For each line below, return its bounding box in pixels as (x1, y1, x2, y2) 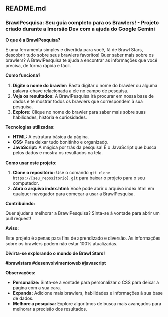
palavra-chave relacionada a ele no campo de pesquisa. (12, 88, 129, 94)
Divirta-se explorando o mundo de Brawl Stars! (5, 250, 105, 256)
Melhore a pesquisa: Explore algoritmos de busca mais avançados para (12, 300, 162, 306)
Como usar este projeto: (5, 160, 57, 166)
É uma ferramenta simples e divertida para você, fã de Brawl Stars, (5, 46, 143, 52)
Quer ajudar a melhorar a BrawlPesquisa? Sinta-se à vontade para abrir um (5, 210, 160, 216)
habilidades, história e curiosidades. (12, 114, 87, 120)
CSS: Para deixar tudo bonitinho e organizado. (12, 139, 109, 145)
